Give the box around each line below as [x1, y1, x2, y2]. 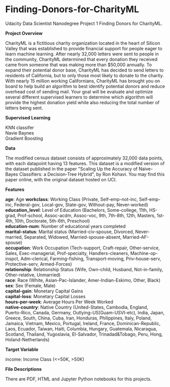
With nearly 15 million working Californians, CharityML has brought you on [5, 78, 160, 84]
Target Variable [5, 346, 39, 352]
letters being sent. [5, 105, 43, 111]
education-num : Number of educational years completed [5, 223, 126, 229]
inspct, [5, 255, 20, 262]
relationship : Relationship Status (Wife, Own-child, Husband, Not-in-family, [5, 266, 163, 272]
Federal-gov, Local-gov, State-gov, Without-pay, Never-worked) [14, 202, 149, 208]
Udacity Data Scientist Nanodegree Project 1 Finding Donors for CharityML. [5, 20, 163, 26]
